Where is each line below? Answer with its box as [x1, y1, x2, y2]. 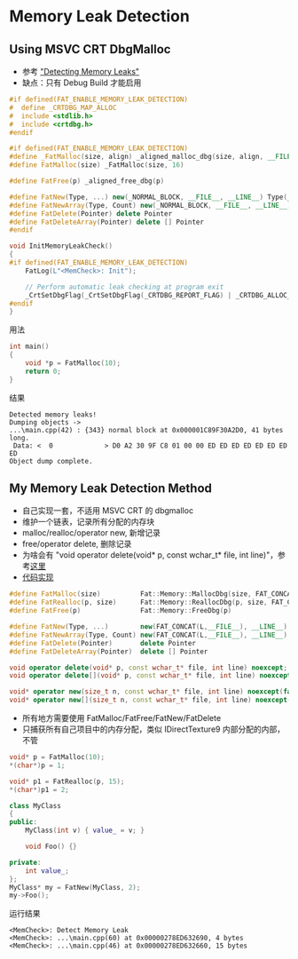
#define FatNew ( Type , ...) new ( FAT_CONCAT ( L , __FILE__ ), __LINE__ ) [9, 622, 288, 631]
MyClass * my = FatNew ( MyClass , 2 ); [9, 883, 141, 892]
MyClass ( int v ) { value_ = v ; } [25, 826, 145, 836]
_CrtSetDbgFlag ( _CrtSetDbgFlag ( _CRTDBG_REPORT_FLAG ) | [25, 290, 232, 299]
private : [9, 858, 42, 867]
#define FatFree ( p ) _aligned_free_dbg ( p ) [9, 177, 165, 186]
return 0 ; [25, 367, 62, 376]
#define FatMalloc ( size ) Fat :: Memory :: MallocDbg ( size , [9, 590, 252, 598]
